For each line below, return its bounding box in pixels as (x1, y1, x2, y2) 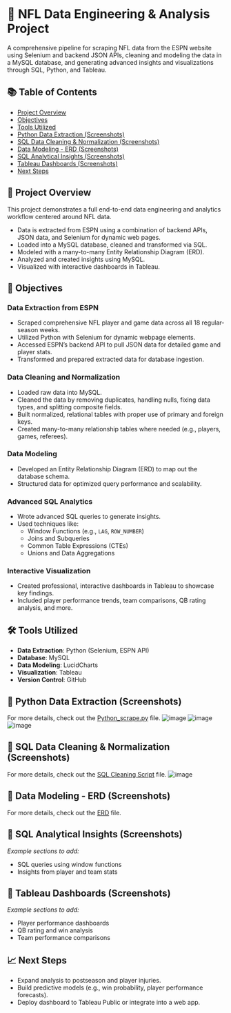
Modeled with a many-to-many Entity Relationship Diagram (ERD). (17, 247, 205, 256)
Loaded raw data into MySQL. (17, 388, 102, 396)
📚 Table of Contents (7, 86, 98, 99)
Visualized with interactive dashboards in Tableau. (17, 262, 160, 271)
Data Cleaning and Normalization (7, 372, 121, 382)
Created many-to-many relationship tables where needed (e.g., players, (17, 424, 221, 433)
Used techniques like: (17, 520, 79, 528)
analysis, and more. (17, 604, 73, 612)
